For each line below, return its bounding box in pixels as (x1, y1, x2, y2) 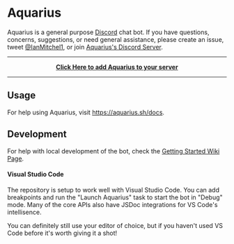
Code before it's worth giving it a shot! (7, 229, 118, 237)
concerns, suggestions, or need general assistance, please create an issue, (7, 35, 224, 43)
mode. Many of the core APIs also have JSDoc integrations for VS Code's (7, 200, 218, 208)
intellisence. (7, 208, 42, 216)
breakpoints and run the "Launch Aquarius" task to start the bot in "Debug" (7, 193, 223, 201)
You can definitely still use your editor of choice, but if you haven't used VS (7, 221, 224, 229)
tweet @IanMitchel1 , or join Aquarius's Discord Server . (7, 43, 164, 51)
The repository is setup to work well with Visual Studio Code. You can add (7, 185, 219, 194)
